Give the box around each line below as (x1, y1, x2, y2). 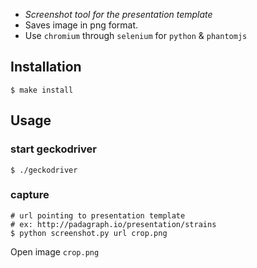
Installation (10, 59, 82, 76)
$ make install (10, 85, 74, 95)
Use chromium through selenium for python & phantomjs (24, 30, 248, 41)
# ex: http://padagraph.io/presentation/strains (10, 219, 217, 229)
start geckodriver (10, 142, 97, 156)
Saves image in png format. (24, 19, 139, 31)
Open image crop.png (10, 245, 100, 258)
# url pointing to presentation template (10, 210, 186, 221)
